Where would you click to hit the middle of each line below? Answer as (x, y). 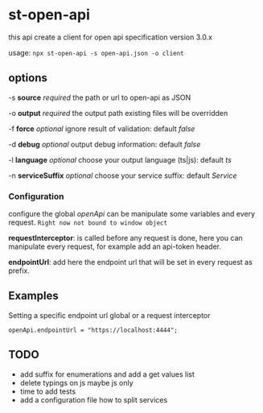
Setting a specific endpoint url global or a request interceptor (109, 315)
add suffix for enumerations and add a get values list (107, 374)
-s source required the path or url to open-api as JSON (100, 97)
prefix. (19, 271)
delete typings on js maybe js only (77, 382)
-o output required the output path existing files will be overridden (118, 113)
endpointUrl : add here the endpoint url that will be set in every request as (131, 262)
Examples (33, 296)
